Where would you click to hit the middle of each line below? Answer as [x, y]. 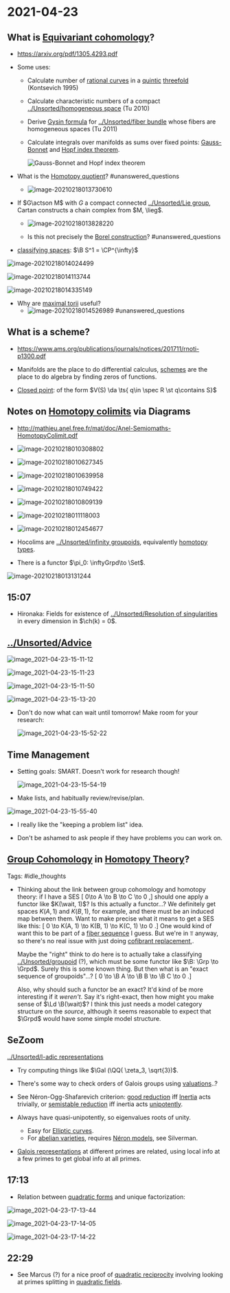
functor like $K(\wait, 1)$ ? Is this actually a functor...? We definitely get [116, 903]
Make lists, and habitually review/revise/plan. [81, 798]
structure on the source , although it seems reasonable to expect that [114, 1011]
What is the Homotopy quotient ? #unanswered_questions [98, 176]
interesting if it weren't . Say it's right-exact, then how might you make [115, 996]
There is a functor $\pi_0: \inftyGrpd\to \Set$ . [81, 562]
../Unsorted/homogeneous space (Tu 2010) [88, 108]
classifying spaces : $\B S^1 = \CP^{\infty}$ [78, 250]
